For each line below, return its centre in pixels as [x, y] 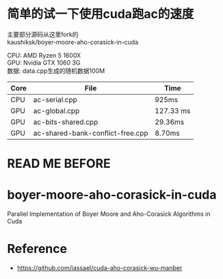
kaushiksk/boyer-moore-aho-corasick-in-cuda [73, 42]
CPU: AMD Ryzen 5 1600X [44, 55]
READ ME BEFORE [59, 163]
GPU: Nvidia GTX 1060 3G [44, 62]
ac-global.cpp [56, 110]
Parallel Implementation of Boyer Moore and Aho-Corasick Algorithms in [109, 214]
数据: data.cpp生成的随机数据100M [56, 71]
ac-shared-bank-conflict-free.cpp [91, 133]
